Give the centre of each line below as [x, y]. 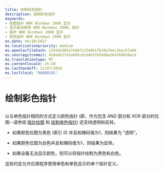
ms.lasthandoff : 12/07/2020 [34, 69]
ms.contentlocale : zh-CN [30, 64]
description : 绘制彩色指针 [30, 14]
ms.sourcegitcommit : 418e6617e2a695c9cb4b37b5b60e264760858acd [71, 55]
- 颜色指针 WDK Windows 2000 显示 [38, 37]
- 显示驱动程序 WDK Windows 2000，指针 [42, 28]
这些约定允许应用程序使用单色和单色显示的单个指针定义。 [63, 164]
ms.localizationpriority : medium [39, 46]
